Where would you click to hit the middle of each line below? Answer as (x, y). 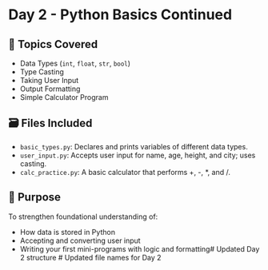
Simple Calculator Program (64, 97)
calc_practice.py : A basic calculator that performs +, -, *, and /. (125, 172)
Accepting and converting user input (80, 240)
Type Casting (42, 72)
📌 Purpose (35, 197)
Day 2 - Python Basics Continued (120, 15)
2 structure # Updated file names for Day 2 (90, 257)
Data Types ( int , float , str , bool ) (75, 63)
